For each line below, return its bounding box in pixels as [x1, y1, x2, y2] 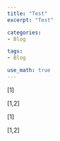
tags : [7, 48, 23, 55]
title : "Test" [7, 10, 48, 17]
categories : [7, 29, 41, 36]
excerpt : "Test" [7, 17, 54, 23]
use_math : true [7, 67, 51, 74]
